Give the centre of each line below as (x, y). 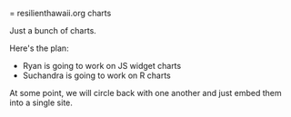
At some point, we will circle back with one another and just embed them (145, 93)
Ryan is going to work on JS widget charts (102, 66)
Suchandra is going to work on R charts (96, 75)
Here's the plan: (40, 48)
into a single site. (41, 102)
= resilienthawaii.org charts (60, 13)
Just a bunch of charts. (53, 30)
